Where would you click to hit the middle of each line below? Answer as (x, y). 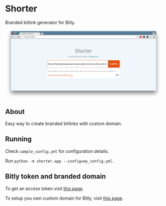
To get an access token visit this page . (44, 188)
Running (19, 139)
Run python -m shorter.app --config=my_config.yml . (59, 161)
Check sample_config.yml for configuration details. (57, 151)
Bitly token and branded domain (55, 176)
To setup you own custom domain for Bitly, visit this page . (64, 198)
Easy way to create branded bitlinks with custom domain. (64, 123)
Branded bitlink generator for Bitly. (40, 22)
